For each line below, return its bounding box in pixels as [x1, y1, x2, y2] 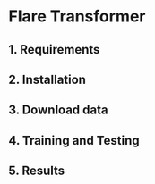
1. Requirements [8, 42, 100, 57]
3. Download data [8, 103, 108, 118]
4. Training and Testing [8, 132, 140, 148]
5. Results [8, 163, 65, 179]
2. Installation [8, 71, 87, 87]
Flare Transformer [8, 6, 146, 27]
